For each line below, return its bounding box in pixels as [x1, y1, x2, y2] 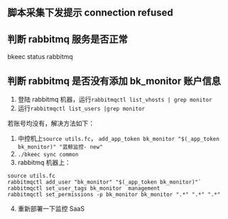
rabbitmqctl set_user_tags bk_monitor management [7, 185, 161, 192]
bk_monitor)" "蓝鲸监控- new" [17, 144, 103, 151]
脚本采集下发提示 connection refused [7, 6, 174, 19]
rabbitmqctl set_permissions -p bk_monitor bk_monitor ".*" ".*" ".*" [7, 191, 221, 198]
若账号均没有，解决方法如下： [7, 119, 94, 128]
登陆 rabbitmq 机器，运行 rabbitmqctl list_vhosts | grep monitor [17, 95, 212, 104]
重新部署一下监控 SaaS [17, 205, 85, 213]
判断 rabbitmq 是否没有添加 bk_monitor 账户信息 [7, 75, 222, 87]
